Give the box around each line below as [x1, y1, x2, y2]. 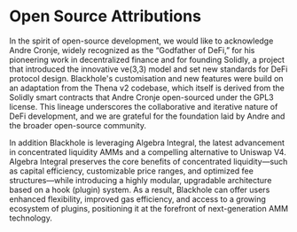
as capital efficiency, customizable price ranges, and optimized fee [9, 166, 254, 176]
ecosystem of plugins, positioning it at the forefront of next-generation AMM [9, 203, 289, 213]
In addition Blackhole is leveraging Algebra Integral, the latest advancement [9, 137, 285, 148]
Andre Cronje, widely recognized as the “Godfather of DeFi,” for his [9, 44, 255, 55]
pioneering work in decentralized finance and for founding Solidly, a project [9, 54, 285, 65]
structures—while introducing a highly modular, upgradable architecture [9, 174, 272, 185]
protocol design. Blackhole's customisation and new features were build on [9, 73, 284, 83]
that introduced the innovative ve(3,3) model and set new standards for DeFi [9, 64, 288, 74]
